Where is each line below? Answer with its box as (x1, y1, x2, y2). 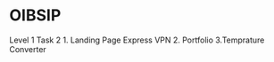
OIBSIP (9, 5, 62, 26)
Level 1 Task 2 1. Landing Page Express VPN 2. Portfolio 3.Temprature (9, 35, 265, 45)
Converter (9, 43, 46, 54)
